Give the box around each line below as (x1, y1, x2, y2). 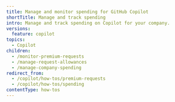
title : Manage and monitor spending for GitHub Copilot (6, 8, 149, 15)
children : (6, 48, 31, 54)
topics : (6, 37, 26, 43)
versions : (6, 25, 31, 32)
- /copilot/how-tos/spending (11, 82, 85, 88)
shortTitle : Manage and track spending (6, 14, 106, 20)
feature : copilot (11, 31, 55, 37)
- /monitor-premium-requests (11, 53, 85, 59)
